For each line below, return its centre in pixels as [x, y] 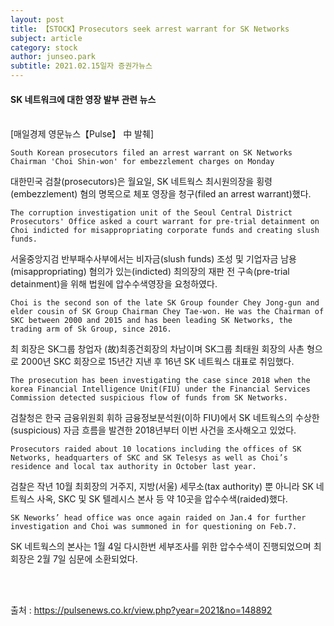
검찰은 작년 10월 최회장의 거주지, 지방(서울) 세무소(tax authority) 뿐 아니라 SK [162, 487]
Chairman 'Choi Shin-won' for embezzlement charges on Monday [142, 162]
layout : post [37, 19]
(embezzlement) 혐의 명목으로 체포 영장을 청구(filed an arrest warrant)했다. [161, 194]
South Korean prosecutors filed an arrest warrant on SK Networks [151, 153]
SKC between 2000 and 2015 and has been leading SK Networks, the [151, 321]
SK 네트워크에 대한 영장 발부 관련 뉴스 [83, 99]
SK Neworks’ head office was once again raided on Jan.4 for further [158, 518]
